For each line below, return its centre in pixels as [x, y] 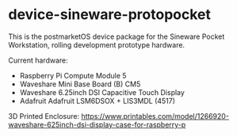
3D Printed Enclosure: [44, 116]
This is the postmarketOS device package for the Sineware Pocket [117, 36]
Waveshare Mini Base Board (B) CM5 [80, 84]
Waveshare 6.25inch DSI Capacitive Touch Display [102, 92]
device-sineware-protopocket [110, 15]
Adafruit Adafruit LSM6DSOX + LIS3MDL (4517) [97, 101]
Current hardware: [38, 60]
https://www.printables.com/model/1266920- [155, 116]
